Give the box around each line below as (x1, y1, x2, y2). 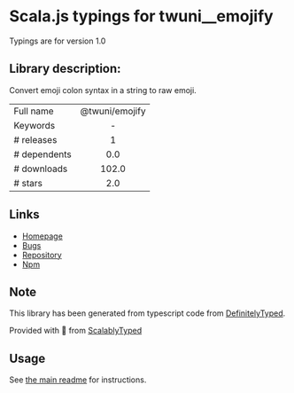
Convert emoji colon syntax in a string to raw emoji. (9, 84, 197, 95)
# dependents (13, 148, 73, 161)
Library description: (9, 61, 121, 76)
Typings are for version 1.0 (9, 35, 106, 46)
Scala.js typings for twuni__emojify (9, 6, 274, 27)
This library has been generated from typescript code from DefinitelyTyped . (9, 308, 286, 318)
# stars (13, 177, 43, 189)
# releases (13, 133, 58, 145)
